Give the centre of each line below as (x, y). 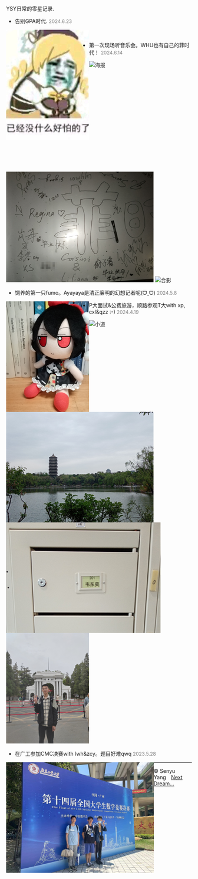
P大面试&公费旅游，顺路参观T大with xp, (137, 305)
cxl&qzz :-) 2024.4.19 (114, 312)
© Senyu (164, 771)
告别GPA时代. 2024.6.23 (43, 21)
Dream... (164, 783)
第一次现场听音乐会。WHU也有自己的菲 (137, 45)
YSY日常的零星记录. (30, 9)
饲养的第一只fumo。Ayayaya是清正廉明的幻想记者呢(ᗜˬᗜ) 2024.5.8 (96, 293)
